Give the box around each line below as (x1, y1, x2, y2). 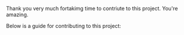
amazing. (6, 11, 28, 18)
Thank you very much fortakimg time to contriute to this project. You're (6, 5, 178, 12)
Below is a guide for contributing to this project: (6, 23, 122, 29)
